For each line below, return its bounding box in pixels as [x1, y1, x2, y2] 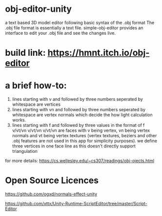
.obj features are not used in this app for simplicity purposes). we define [12, 138, 158, 144]
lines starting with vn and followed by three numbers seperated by [12, 107, 145, 113]
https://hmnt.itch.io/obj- [47, 48, 150, 58]
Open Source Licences [5, 175, 99, 186]
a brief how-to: [5, 80, 67, 91]
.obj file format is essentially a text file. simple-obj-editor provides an [5, 24, 143, 30]
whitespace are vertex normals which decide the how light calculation [12, 112, 153, 118]
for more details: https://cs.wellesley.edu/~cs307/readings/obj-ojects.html [5, 158, 155, 164]
